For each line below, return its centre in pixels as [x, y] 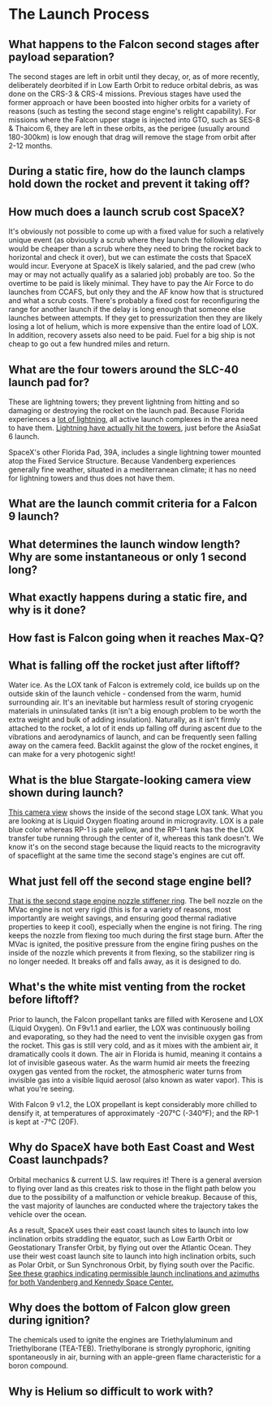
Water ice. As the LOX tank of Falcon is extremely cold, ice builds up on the [134, 685]
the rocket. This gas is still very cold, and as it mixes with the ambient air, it [133, 1045]
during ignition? [50, 1320]
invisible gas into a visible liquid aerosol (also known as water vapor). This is [136, 1079]
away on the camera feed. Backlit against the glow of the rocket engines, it [133, 745]
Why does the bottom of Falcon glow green [119, 1308]
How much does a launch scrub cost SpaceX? [127, 211]
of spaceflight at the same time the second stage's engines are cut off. [127, 855]
